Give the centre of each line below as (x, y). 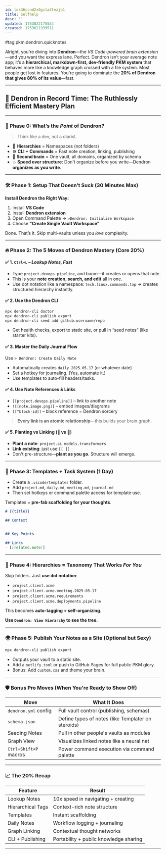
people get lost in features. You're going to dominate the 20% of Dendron (80, 73)
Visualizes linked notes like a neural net (104, 741)
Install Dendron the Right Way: (37, 198)
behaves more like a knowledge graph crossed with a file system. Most (77, 68)
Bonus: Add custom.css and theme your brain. (59, 670)
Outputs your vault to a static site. (47, 659)
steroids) (69, 725)
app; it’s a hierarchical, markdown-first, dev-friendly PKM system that (78, 62)
